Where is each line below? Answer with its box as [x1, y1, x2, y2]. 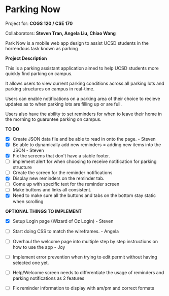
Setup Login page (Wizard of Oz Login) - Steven [12, 218, 114, 224]
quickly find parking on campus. [5, 70, 73, 77]
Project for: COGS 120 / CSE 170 [5, 20, 73, 26]
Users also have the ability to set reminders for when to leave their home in [5, 111, 162, 117]
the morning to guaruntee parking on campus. [5, 116, 102, 122]
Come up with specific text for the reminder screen [12, 181, 120, 187]
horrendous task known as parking [5, 45, 78, 51]
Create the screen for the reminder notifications [12, 170, 113, 176]
